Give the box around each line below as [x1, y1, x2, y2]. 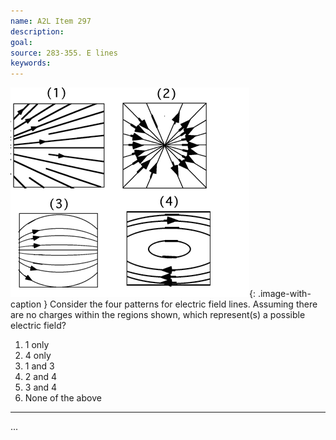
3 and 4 [24, 381, 58, 394]
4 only [24, 350, 52, 362]
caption [10, 298, 42, 310]
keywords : [10, 58, 52, 69]
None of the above [24, 392, 102, 404]
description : [10, 26, 65, 37]
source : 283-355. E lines [10, 48, 118, 58]
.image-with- [257, 288, 312, 300]
